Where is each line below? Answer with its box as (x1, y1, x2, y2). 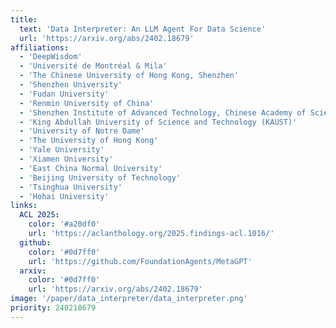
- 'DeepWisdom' (19, 52, 83, 62)
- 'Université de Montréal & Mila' (19, 61, 168, 71)
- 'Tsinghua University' (19, 182, 123, 192)
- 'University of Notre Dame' (19, 126, 145, 136)
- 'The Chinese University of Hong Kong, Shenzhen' (19, 71, 240, 81)
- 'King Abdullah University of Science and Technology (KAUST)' (19, 117, 298, 127)
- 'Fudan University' (19, 89, 110, 99)
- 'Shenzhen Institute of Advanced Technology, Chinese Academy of (19, 107, 307, 118)
